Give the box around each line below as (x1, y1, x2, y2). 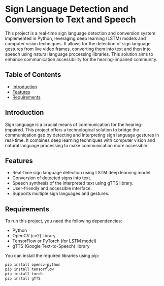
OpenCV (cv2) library (12, 233, 56, 239)
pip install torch (5, 271, 43, 276)
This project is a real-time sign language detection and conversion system (5, 30, 156, 36)
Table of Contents (5, 70, 62, 79)
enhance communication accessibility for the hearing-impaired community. (5, 56, 158, 62)
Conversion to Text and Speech (5, 14, 136, 25)
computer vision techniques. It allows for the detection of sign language (5, 40, 151, 46)
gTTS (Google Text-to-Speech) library (12, 243, 90, 249)
